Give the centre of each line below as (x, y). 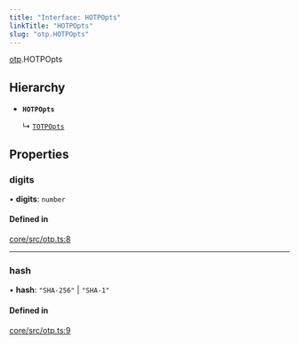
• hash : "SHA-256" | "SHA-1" (60, 290)
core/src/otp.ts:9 (40, 330)
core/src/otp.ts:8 (40, 239)
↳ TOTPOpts (43, 127)
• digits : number (37, 199)
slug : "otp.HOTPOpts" (49, 34)
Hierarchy (37, 87)
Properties (39, 154)
